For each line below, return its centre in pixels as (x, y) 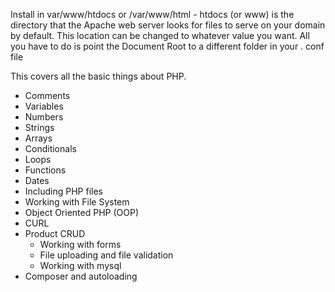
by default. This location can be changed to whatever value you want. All (160, 35)
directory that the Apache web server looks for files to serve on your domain (168, 25)
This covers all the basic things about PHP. (98, 76)
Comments (47, 95)
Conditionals (50, 148)
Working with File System (77, 202)
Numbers (44, 117)
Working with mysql (80, 265)
